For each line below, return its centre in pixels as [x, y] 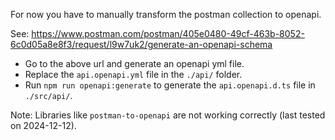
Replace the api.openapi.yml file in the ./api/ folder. [133, 74]
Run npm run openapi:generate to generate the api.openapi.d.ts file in [170, 85]
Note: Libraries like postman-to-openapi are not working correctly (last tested [168, 115]
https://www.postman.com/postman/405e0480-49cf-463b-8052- [168, 33]
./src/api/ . [48, 95]
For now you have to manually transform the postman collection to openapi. [166, 14]
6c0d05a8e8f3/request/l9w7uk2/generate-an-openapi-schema [141, 44]
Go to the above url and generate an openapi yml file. [134, 63]
